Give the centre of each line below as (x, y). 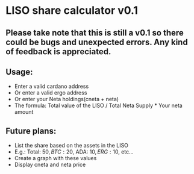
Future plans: (31, 131)
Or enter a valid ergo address (51, 93)
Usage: (20, 72)
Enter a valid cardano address (52, 86)
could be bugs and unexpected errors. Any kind (97, 42)
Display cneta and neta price (50, 165)
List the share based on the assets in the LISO (71, 146)
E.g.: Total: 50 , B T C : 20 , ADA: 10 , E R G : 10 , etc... (74, 152)
